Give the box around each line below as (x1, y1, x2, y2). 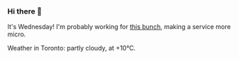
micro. (7, 30, 26, 38)
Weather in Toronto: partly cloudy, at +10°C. (7, 44, 136, 53)
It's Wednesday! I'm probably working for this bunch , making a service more (7, 23, 231, 31)
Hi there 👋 (7, 6, 43, 16)
